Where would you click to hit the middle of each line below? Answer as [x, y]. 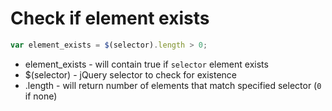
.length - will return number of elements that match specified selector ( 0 [173, 85]
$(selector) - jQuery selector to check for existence [131, 74]
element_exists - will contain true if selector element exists [146, 64]
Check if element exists [110, 18]
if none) [41, 96]
